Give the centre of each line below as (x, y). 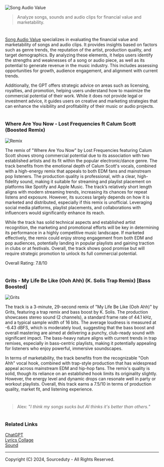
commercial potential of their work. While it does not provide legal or (74, 96)
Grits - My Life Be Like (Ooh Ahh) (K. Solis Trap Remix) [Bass (78, 280)
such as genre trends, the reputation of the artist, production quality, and (78, 50)
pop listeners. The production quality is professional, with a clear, (71, 176)
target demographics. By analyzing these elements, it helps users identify (79, 55)
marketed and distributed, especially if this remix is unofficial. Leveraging (79, 202)
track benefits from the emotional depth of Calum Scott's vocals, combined (81, 166)
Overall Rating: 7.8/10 (26, 263)
